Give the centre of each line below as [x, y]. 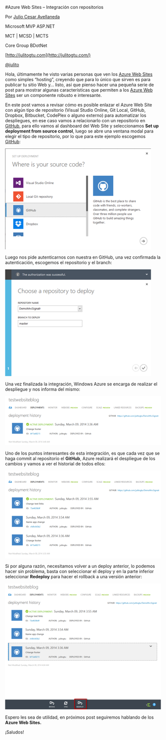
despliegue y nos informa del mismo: [43, 389]
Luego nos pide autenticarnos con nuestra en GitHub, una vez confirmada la [83, 257]
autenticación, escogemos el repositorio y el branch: [59, 262]
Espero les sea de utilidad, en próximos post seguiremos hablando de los [80, 717]
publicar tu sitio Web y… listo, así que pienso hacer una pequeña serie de [80, 85]
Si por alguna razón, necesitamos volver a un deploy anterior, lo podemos [80, 566]
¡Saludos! [15, 732]
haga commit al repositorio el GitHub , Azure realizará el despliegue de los [80, 459]
